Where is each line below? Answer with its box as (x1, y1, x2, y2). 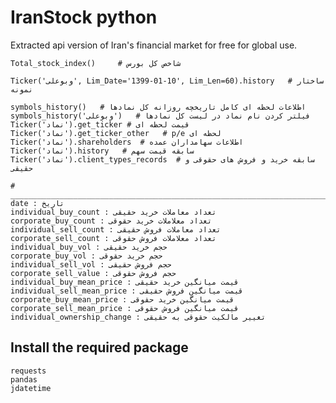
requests (10, 366, 47, 376)
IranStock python (10, 6, 158, 29)
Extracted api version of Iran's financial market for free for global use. (10, 39, 298, 51)
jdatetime (10, 383, 52, 393)
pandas (10, 374, 38, 385)
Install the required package (10, 339, 189, 356)
